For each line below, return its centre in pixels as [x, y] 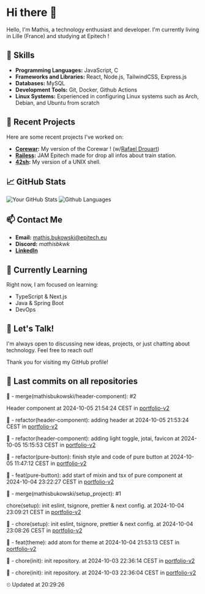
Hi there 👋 [32, 13]
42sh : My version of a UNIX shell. [58, 161]
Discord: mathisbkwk [43, 244]
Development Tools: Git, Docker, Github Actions [76, 90]
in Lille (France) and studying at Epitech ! [58, 36]
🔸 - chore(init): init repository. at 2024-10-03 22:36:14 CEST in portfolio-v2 [101, 560]
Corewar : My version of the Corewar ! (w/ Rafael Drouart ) [87, 148]
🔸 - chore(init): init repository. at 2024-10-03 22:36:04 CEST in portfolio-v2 [101, 573]
